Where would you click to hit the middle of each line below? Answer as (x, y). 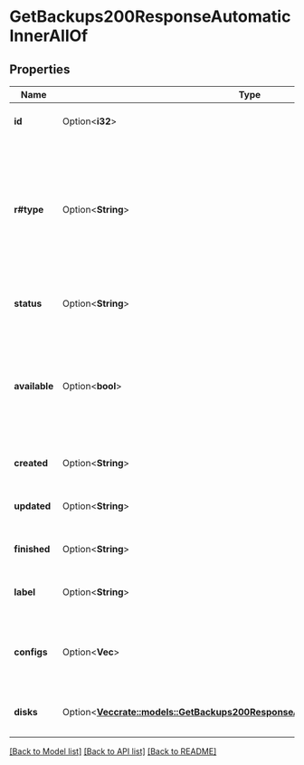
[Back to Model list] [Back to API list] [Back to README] (113, 751)
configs (31, 652)
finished (32, 549)
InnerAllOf (49, 36)
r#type (29, 210)
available (34, 386)
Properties (40, 69)
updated (33, 506)
